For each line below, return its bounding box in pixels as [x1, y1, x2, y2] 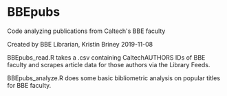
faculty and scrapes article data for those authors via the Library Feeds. [7, 60, 210, 69]
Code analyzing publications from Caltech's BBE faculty [7, 27, 166, 35]
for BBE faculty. [7, 81, 52, 89]
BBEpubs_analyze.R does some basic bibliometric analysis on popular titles [7, 73, 221, 82]
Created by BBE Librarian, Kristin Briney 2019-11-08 [7, 40, 153, 48]
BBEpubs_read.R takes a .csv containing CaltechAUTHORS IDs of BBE [7, 53, 206, 62]
